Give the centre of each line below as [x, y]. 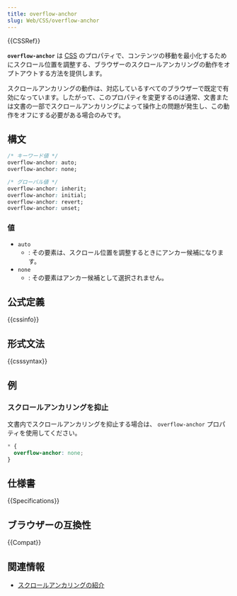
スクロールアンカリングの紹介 [61, 585]
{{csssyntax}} [28, 361]
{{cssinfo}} [23, 319]
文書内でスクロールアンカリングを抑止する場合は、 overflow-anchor [106, 424]
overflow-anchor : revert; [45, 202]
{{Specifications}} [34, 501]
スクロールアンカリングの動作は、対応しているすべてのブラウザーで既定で [115, 88]
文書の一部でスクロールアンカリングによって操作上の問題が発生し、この [118, 106]
